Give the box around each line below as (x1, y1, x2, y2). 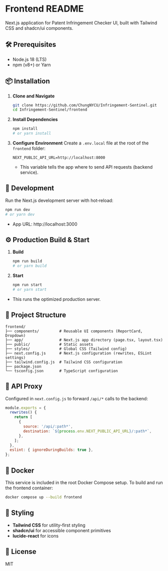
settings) (5, 355, 26, 360)
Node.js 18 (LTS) (12, 56, 47, 62)
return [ (14, 414, 33, 420)
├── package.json (5, 364, 42, 369)
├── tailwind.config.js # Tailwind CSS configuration (5, 359, 123, 365)
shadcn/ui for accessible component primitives (12, 527, 111, 533)
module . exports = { (5, 405, 46, 410)
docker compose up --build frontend (5, 495, 82, 500)
